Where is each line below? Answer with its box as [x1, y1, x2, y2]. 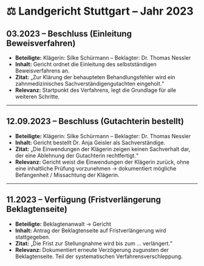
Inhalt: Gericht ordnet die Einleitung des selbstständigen [15, 61, 157, 68]
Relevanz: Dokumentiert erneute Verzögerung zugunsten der [15, 246, 169, 253]
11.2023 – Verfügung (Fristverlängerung [6, 195, 161, 205]
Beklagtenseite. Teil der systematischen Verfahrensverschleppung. [15, 253, 183, 260]
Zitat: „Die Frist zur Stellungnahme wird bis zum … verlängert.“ [15, 239, 173, 247]
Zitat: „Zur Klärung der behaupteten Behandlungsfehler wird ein [15, 74, 175, 80]
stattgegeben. [15, 233, 50, 240]
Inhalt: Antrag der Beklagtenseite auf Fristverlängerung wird [15, 226, 166, 234]
